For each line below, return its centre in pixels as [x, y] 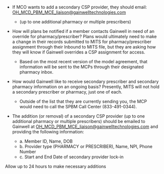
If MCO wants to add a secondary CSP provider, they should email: [80, 7]
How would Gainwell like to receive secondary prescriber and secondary [85, 81]
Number [28, 152]
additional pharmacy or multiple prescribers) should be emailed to [79, 121]
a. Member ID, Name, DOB [46, 141]
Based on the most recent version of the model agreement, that [83, 62]
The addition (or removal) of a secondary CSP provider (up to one [79, 116]
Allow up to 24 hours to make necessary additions [56, 166]
